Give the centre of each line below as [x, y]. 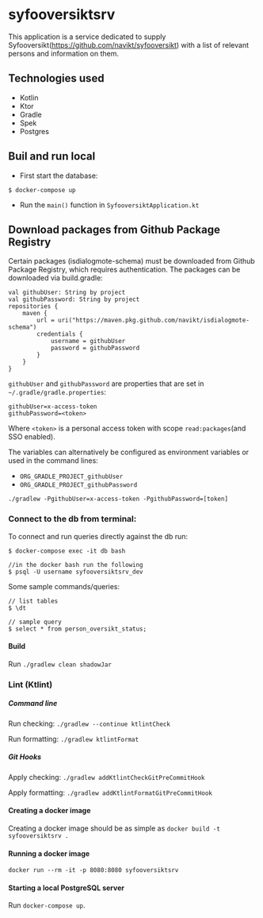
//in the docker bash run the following [76, 565]
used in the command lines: [53, 461]
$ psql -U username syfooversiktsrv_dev [76, 572]
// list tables [33, 601]
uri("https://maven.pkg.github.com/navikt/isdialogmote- [154, 320]
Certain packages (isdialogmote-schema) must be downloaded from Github [131, 261]
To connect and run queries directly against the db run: [98, 536]
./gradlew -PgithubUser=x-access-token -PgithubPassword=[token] [118, 499]
